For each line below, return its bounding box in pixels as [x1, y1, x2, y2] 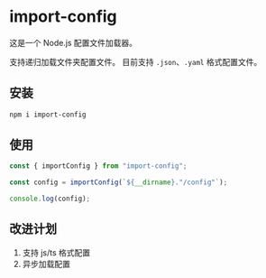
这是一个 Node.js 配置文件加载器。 [9, 37, 138, 48]
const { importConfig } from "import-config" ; [9, 162, 188, 171]
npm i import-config [9, 110, 87, 119]
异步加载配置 [22, 258, 70, 269]
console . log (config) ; [9, 194, 91, 204]
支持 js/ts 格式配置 [22, 246, 91, 258]
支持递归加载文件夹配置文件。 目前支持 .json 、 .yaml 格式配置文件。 [9, 56, 262, 67]
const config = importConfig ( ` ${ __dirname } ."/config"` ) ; [9, 178, 228, 187]
